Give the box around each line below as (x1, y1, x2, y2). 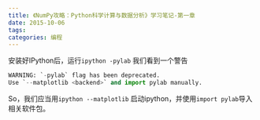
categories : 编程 (8, 33, 63, 42)
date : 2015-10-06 (8, 19, 65, 27)
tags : (8, 26, 26, 34)
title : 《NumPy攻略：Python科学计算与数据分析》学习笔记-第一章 (8, 11, 195, 20)
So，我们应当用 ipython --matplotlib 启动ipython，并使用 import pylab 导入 (8, 94, 253, 103)
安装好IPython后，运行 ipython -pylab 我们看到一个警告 (8, 56, 188, 65)
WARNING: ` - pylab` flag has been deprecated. (8, 71, 160, 79)
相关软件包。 (8, 104, 50, 113)
